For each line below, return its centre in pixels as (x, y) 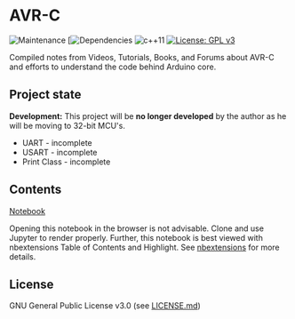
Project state (45, 95)
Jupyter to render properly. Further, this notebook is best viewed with (136, 237)
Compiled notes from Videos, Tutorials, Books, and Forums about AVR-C (142, 57)
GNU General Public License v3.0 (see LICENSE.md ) (105, 306)
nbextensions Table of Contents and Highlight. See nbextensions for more (144, 247)
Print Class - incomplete (66, 162)
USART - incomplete (60, 152)
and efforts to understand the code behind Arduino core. (113, 67)
